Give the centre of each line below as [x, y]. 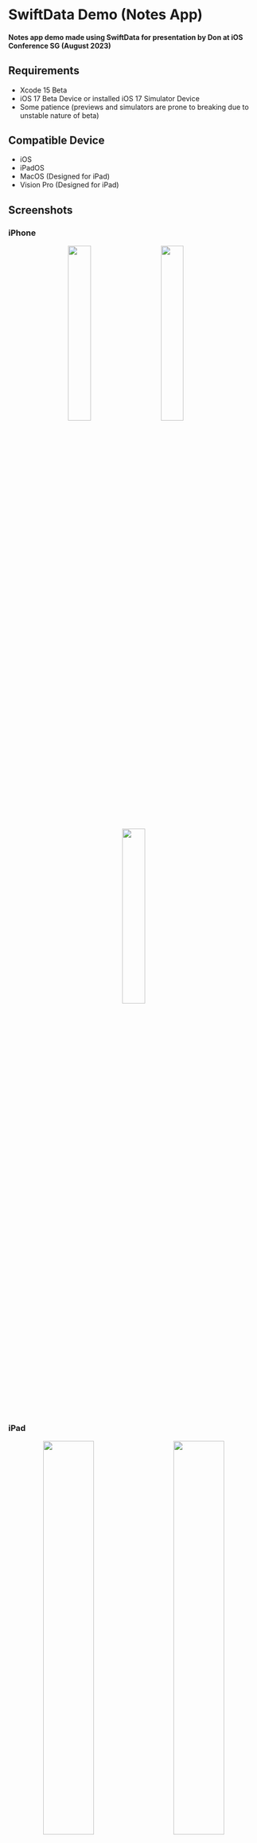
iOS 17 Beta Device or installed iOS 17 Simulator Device [110, 98]
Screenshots [41, 210]
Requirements [44, 71]
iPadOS [32, 168]
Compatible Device [56, 140]
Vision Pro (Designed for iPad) [69, 185]
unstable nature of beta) [59, 115]
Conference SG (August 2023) [60, 45]
